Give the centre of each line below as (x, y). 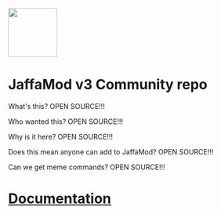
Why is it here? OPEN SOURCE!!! (61, 136)
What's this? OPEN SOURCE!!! (57, 106)
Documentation (60, 199)
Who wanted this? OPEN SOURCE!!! (66, 122)
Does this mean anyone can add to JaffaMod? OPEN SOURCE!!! (111, 151)
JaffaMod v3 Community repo (108, 85)
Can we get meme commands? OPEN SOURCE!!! (87, 167)
